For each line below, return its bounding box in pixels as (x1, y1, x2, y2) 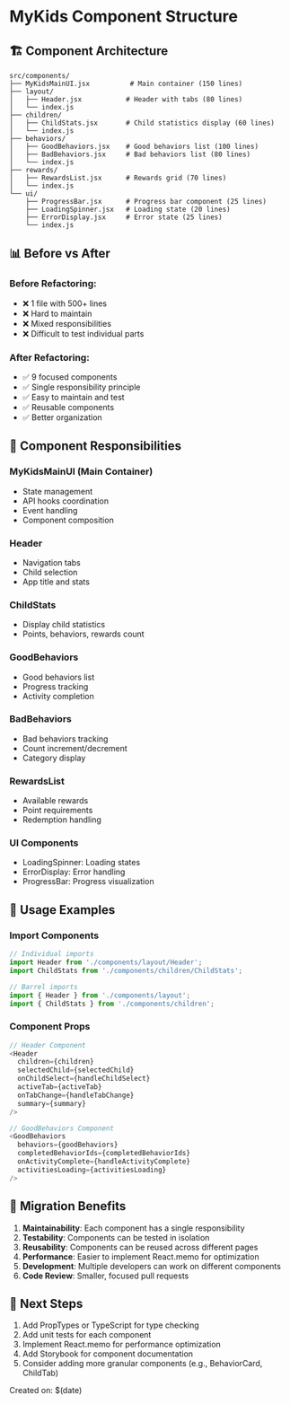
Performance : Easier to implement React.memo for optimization (22, 1250, 259, 1262)
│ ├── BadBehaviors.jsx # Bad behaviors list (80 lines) (9, 150, 251, 159)
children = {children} (17, 1057, 94, 1066)
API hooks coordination (22, 496, 110, 506)
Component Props (9, 1021, 91, 1033)
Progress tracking (22, 680, 89, 692)
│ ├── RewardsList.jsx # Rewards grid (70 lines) (9, 173, 227, 182)
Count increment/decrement (22, 742, 127, 753)
